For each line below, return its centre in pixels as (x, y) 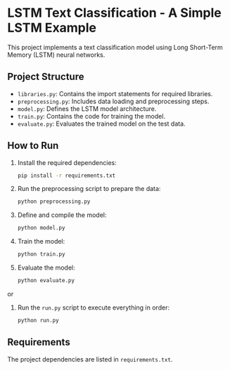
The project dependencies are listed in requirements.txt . (90, 359)
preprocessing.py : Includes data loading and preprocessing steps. (113, 101)
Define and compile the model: (62, 215)
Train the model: (41, 242)
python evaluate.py (46, 281)
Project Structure (46, 77)
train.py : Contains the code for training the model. (91, 116)
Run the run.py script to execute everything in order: (94, 308)
